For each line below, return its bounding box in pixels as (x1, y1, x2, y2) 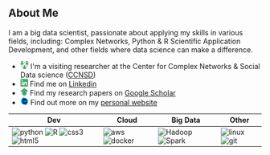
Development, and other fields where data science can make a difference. (8, 44, 253, 55)
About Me (8, 6, 59, 20)
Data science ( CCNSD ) (19, 70, 96, 80)
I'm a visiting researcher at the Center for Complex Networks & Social (30, 61, 260, 71)
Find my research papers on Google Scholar (29, 88, 177, 97)
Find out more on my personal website (30, 97, 158, 107)
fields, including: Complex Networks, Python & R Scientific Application (8, 36, 241, 46)
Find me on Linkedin (29, 79, 97, 88)
